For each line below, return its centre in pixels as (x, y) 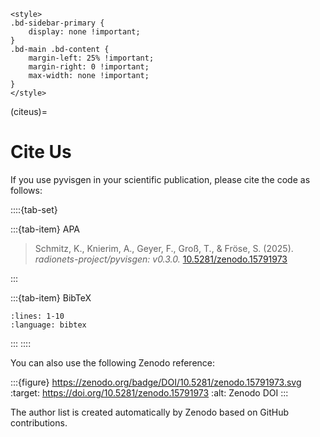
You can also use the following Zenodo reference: (113, 362)
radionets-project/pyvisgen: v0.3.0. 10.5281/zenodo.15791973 (161, 259)
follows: (26, 190)
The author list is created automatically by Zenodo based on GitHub (150, 412)
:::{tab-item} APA (45, 229)
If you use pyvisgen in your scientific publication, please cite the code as (160, 179)
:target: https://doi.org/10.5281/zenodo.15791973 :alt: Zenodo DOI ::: (149, 392)
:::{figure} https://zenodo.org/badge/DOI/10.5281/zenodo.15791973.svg (156, 382)
